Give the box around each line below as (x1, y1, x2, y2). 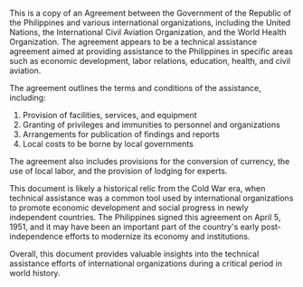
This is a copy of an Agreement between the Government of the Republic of (9, 8, 292, 18)
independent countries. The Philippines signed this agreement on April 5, (9, 212, 281, 222)
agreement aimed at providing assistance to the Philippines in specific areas (9, 46, 294, 57)
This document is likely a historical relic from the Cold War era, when (9, 183, 266, 193)
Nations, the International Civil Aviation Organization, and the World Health (9, 27, 287, 37)
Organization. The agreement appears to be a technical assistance (9, 36, 258, 47)
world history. (9, 268, 61, 278)
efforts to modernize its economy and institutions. (64, 231, 251, 242)
